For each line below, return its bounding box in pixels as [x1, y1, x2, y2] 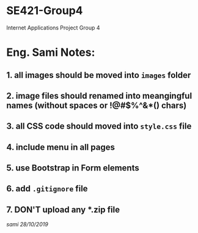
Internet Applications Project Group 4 [6, 24, 100, 31]
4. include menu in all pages [6, 142, 115, 152]
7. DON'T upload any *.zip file [6, 204, 120, 215]
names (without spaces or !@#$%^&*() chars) [6, 100, 187, 110]
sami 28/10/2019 [6, 221, 49, 228]
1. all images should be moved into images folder [6, 70, 191, 80]
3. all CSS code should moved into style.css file [6, 121, 192, 132]
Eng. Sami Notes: [6, 45, 95, 59]
